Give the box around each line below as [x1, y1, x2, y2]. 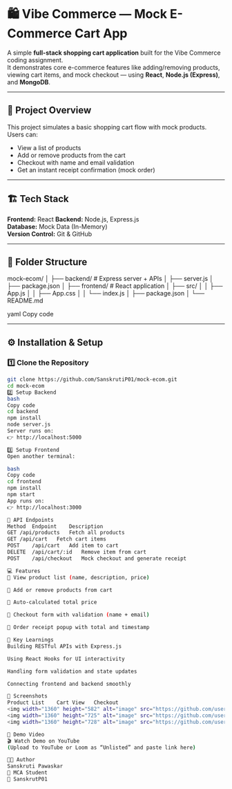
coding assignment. [7, 55, 64, 64]
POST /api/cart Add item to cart [7, 542, 119, 550]
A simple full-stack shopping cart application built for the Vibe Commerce [7, 48, 221, 57]
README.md [7, 296, 43, 305]
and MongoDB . [7, 78, 50, 86]
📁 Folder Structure [7, 256, 88, 268]
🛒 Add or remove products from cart [7, 586, 113, 593]
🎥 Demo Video [7, 731, 45, 738]
